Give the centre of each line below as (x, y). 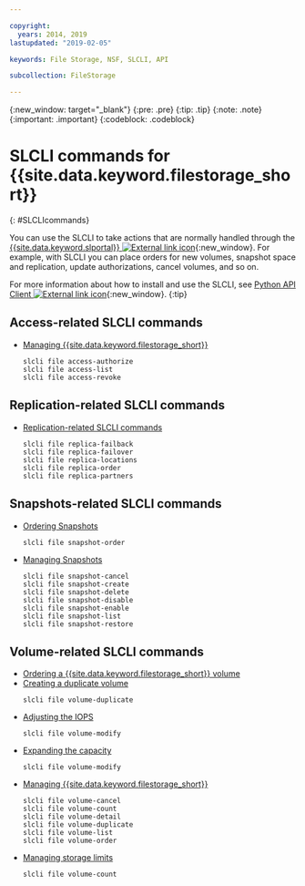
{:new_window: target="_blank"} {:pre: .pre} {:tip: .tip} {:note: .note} (136, 109)
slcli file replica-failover (78, 452)
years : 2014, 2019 (53, 34)
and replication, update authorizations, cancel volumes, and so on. (134, 267)
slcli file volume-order (70, 841)
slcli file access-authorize (78, 361)
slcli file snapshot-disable (78, 600)
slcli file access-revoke (71, 377)
